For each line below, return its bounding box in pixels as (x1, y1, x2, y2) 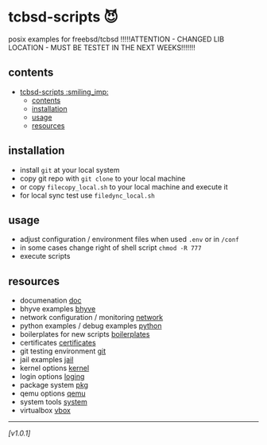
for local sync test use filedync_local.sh (19, 190, 155, 200)
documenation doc (19, 295, 82, 306)
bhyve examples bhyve (19, 304, 96, 314)
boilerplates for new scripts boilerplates (19, 330, 150, 339)
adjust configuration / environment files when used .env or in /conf (19, 235, 240, 244)
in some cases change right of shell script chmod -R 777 (19, 243, 202, 252)
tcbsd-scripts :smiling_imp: (19, 87, 109, 96)
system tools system (19, 397, 87, 407)
